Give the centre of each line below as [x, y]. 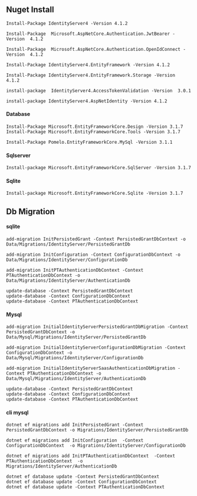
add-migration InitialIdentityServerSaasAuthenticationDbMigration [91, 368]
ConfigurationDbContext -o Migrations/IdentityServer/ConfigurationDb [96, 446]
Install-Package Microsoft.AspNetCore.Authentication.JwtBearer [88, 34]
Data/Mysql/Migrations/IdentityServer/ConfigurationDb [75, 358]
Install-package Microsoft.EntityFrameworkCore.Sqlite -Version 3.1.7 [95, 194]
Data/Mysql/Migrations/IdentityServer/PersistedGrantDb [76, 337]
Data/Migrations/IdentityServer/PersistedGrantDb [68, 244]
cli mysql [17, 412]
